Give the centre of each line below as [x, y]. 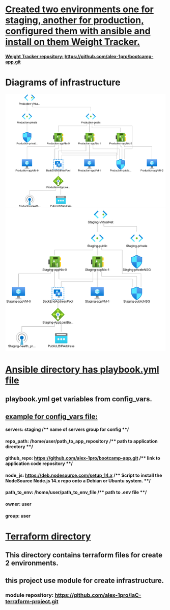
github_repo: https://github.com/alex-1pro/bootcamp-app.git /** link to [83, 458]
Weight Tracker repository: [34, 56]
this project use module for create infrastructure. [85, 580]
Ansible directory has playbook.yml [82, 369]
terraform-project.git [32, 601]
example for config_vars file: [51, 416]
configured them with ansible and [78, 31]
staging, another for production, [75, 20]
